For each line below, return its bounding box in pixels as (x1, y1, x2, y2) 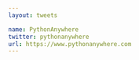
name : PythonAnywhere (8, 25, 79, 34)
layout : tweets (8, 11, 58, 19)
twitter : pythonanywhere (8, 33, 90, 41)
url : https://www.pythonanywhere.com (8, 40, 132, 48)
